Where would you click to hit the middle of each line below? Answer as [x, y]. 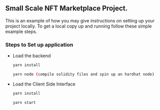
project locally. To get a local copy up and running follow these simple [78, 26]
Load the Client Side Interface [44, 84]
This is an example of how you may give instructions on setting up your [80, 20]
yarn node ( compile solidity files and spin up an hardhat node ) [83, 74]
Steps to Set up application [39, 44]
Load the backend [32, 56]
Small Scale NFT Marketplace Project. [66, 8]
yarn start [24, 102]
